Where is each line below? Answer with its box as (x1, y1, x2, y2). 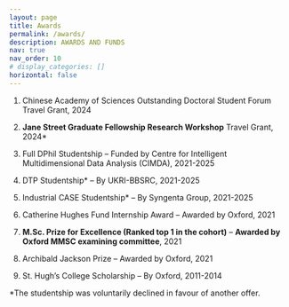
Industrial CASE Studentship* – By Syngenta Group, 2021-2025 (21, 192, 253, 202)
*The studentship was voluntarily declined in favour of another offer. (9, 287, 261, 298)
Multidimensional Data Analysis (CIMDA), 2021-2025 (21, 157, 215, 169)
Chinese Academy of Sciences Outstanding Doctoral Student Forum (21, 95, 272, 106)
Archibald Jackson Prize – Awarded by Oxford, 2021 (21, 253, 213, 264)
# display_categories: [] (9, 63, 105, 72)
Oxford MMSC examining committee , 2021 (21, 236, 182, 247)
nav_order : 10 (9, 54, 62, 63)
